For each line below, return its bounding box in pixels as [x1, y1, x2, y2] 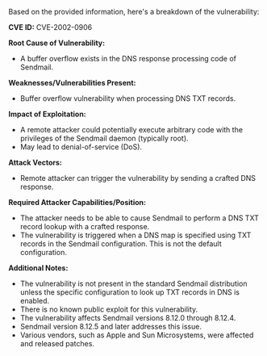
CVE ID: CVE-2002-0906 [8, 23, 93, 31]
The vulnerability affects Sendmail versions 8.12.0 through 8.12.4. [19, 313, 236, 322]
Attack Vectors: [8, 157, 63, 167]
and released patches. [19, 339, 95, 348]
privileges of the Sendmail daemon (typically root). [19, 133, 189, 143]
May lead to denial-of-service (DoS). [19, 142, 143, 152]
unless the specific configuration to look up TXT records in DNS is [19, 287, 240, 297]
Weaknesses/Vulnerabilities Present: [8, 78, 136, 87]
